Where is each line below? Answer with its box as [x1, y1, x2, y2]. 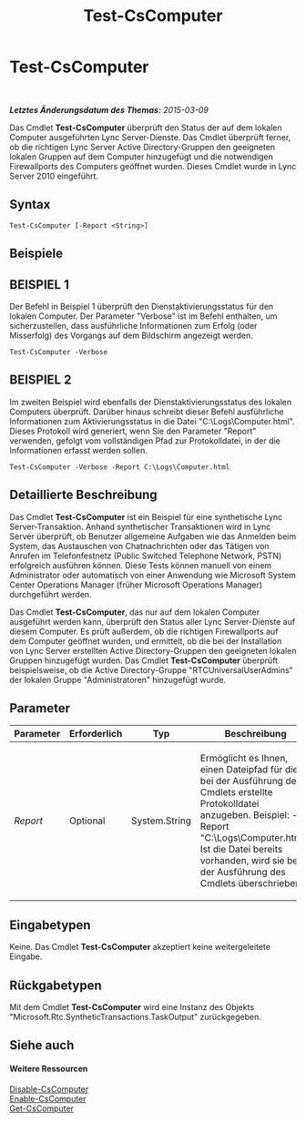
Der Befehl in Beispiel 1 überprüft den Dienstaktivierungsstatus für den [9, 301, 274, 311]
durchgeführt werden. [9, 588, 93, 599]
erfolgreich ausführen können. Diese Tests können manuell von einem [9, 559, 272, 570]
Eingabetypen [9, 917, 91, 933]
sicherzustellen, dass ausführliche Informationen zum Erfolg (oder [9, 320, 258, 331]
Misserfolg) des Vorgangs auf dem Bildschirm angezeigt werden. [9, 330, 253, 341]
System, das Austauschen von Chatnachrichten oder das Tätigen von [9, 540, 270, 551]
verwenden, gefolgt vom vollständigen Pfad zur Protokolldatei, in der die [9, 434, 280, 446]
